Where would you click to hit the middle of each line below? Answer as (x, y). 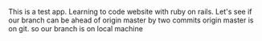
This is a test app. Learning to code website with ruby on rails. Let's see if (130, 12)
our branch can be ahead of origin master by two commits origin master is (131, 20)
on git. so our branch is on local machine (76, 29)
